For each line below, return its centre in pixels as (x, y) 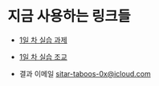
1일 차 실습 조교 (43, 57)
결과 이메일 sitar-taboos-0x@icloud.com (85, 73)
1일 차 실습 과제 (43, 40)
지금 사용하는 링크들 (69, 16)
